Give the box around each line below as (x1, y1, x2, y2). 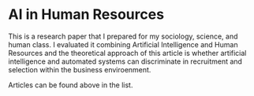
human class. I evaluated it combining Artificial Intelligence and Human (8, 39, 238, 49)
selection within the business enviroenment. (8, 65, 151, 74)
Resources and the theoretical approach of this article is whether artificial (8, 48, 247, 57)
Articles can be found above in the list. (8, 80, 133, 90)
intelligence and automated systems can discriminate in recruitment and (8, 57, 243, 66)
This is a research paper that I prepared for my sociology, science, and (8, 31, 238, 41)
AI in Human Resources (8, 6, 164, 24)
